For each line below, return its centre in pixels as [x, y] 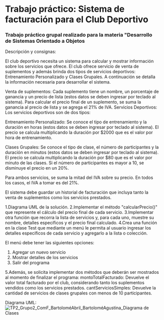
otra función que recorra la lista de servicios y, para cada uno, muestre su [80, 218]
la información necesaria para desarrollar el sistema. [58, 82]
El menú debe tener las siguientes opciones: [50, 243]
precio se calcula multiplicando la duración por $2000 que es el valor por [79, 132]
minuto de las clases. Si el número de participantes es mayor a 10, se [75, 163]
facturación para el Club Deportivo [77, 19]
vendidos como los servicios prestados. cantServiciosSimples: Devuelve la [81, 288]
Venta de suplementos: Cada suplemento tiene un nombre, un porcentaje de [82, 91]
